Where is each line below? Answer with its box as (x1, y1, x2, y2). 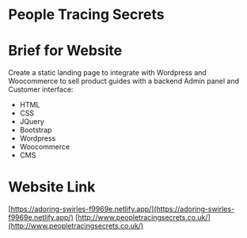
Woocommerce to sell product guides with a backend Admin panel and (8, 77, 240, 86)
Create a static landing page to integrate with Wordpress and (8, 68, 207, 77)
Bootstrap (19, 125, 52, 135)
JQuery (19, 117, 45, 127)
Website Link (8, 178, 96, 196)
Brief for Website (8, 42, 123, 60)
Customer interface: (8, 85, 74, 94)
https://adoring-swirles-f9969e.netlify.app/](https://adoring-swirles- (10, 204, 235, 214)
